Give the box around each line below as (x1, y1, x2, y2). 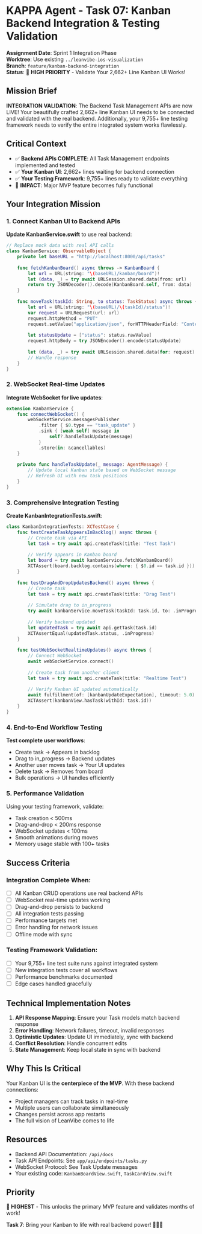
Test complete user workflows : (6, 737, 85, 744)
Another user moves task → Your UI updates (14, 762, 125, 769)
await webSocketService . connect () (28, 658, 114, 664)
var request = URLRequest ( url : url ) (28, 310, 120, 316)
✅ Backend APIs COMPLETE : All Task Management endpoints (14, 154, 170, 162)
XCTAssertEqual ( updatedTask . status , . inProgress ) (28, 630, 155, 637)
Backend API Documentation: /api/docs (14, 1150, 114, 1157)
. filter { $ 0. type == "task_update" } (38, 422, 136, 428)
